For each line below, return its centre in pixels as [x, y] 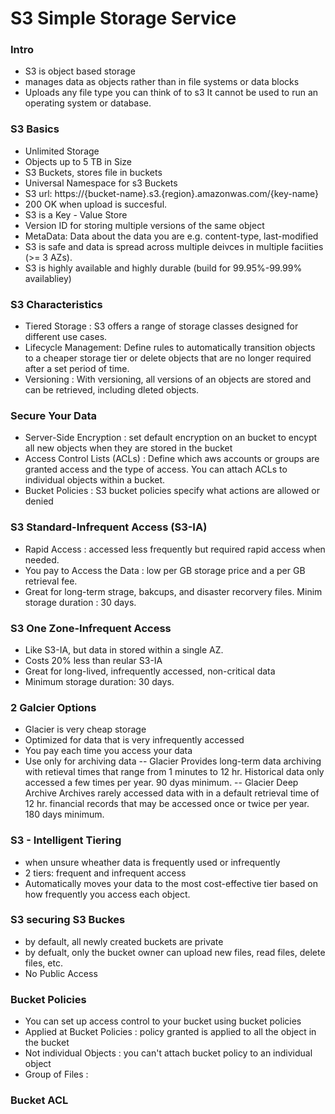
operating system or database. [88, 103]
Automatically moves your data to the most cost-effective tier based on [171, 883]
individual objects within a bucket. [95, 480]
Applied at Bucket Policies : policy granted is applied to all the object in [170, 1032]
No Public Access [61, 973]
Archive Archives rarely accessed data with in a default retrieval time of [172, 793]
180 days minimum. [64, 814]
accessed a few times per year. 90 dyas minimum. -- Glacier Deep [161, 783]
